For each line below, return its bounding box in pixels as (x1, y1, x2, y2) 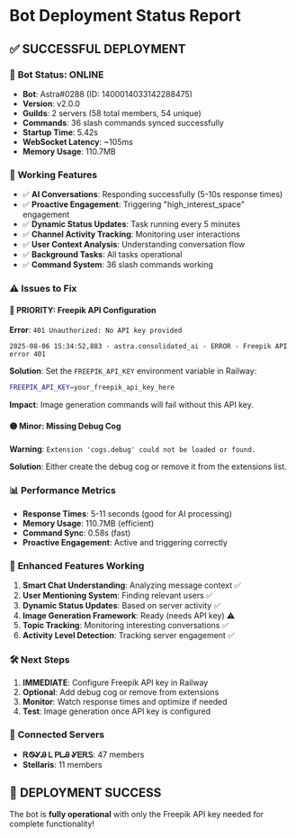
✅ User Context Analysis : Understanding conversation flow (22, 239, 246, 250)
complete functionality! (9, 818, 95, 829)
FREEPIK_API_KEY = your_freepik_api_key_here (9, 383, 175, 392)
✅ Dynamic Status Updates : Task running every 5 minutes (22, 219, 241, 230)
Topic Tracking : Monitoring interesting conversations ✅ (22, 619, 229, 630)
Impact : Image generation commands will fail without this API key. (9, 400, 254, 410)
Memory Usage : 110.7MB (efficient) (22, 518, 155, 528)
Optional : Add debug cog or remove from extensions (22, 687, 220, 698)
